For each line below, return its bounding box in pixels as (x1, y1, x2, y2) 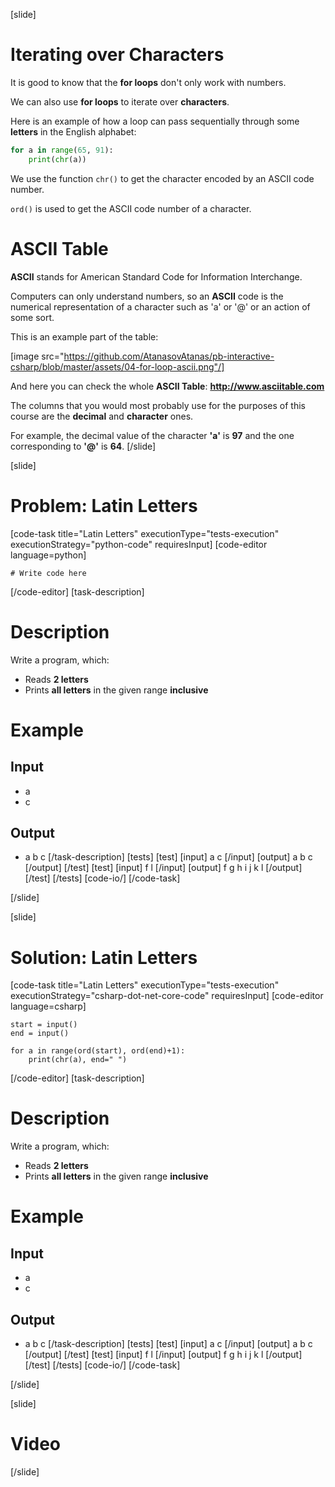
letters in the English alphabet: (10, 125, 137, 138)
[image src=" (10, 350, 65, 362)
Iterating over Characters (10, 44, 225, 66)
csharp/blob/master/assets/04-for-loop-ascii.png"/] (10, 360, 225, 373)
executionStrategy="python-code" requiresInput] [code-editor (10, 538, 268, 550)
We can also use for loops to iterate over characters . (10, 95, 230, 108)
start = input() (10, 1020, 78, 1030)
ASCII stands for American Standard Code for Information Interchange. (10, 270, 303, 283)
